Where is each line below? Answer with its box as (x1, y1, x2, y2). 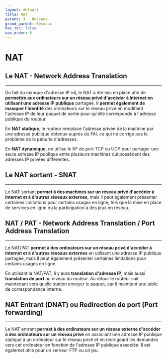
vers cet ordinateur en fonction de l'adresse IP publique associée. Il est (5, 342, 151, 348)
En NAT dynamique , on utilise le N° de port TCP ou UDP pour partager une (5, 146, 159, 152)
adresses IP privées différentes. (5, 156, 71, 162)
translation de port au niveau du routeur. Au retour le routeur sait (5, 275, 139, 281)
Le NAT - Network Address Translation (5, 72, 128, 80)
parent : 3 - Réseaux (5, 16, 48, 21)
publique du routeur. (5, 116, 47, 122)
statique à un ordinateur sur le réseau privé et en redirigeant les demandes (5, 337, 158, 343)
